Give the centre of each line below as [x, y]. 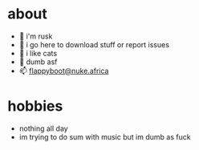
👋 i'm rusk [36, 36]
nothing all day [44, 128]
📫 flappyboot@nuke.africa [64, 71]
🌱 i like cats [38, 53]
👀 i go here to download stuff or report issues [94, 44]
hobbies [35, 106]
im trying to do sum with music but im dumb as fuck [105, 136]
